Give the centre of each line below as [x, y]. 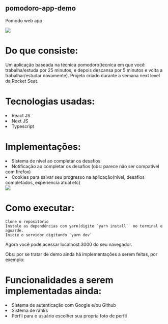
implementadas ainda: [53, 291]
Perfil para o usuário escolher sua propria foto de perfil [69, 316]
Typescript [23, 126]
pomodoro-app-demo [41, 8]
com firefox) [18, 172]
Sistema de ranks [30, 310]
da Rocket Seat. [22, 81]
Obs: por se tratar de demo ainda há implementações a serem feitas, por [81, 254]
